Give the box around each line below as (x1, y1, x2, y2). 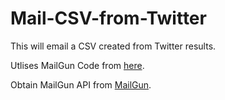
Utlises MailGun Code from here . (10, 59, 145, 71)
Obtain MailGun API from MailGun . (10, 78, 152, 91)
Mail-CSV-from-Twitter (10, 7, 207, 30)
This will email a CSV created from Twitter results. (10, 40, 217, 52)
